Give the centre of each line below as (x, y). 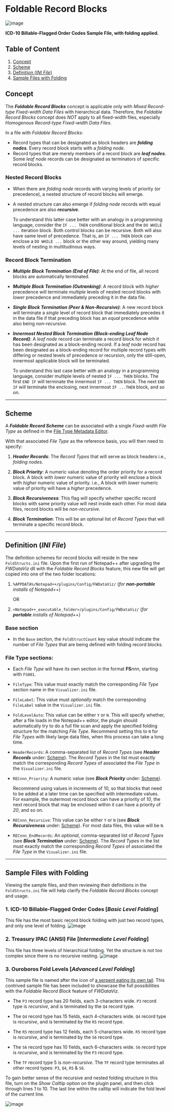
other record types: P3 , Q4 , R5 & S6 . (49, 1068)
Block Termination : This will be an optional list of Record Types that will (89, 519)
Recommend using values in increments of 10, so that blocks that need (87, 788)
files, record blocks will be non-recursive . (57, 509)
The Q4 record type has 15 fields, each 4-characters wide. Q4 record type (89, 1016)
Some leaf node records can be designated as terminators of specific (86, 159)
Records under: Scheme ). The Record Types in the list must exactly (84, 758)
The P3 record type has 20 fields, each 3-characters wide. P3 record (84, 1001)
